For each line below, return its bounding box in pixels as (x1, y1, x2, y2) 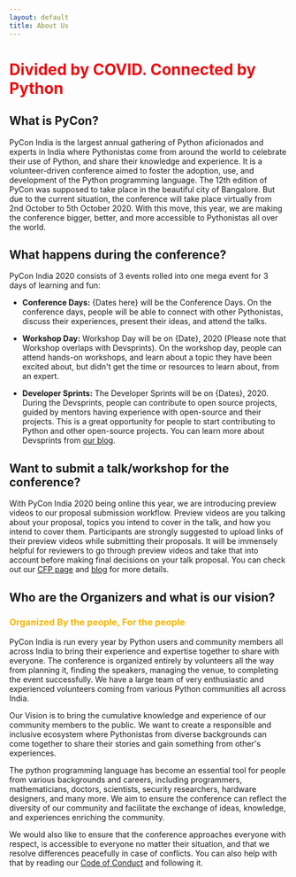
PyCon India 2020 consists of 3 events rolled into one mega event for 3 (9, 271, 269, 282)
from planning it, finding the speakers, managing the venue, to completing (9, 664, 278, 675)
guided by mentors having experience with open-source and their (21, 407, 262, 417)
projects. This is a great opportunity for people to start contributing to (21, 416, 276, 427)
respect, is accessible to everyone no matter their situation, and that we (9, 838, 270, 849)
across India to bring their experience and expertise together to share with (9, 646, 280, 656)
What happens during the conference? (9, 247, 227, 262)
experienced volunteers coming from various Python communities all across (9, 683, 286, 694)
